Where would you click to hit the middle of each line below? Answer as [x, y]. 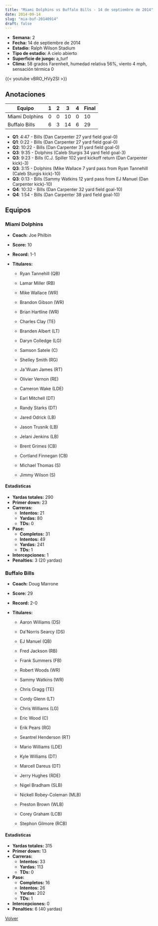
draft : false [19, 24]
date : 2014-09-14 [23, 14]
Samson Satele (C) [39, 350]
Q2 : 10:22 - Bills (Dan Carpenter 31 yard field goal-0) [66, 147]
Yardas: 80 [31, 518]
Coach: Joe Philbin [32, 235]
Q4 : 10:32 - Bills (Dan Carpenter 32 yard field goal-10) [67, 190]
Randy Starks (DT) [39, 408]
